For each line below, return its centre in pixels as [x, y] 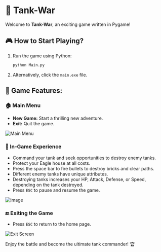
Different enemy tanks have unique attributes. [60, 174]
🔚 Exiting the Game [29, 213]
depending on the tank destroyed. [48, 185]
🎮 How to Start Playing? [45, 41]
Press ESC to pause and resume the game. [56, 190]
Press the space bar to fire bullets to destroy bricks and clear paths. [83, 168]
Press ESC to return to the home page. [52, 224]
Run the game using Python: [42, 56]
